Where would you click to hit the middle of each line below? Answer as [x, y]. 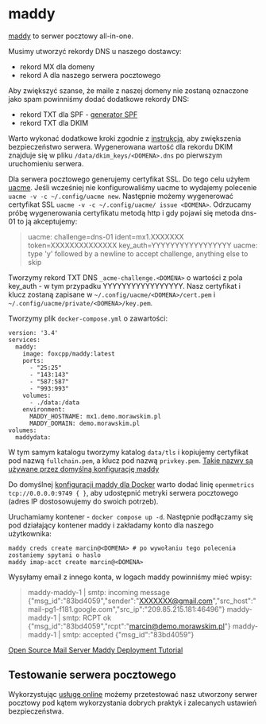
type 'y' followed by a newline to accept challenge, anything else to [138, 253]
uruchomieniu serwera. [46, 163]
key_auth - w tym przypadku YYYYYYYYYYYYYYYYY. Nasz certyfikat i [124, 286]
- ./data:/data [54, 403]
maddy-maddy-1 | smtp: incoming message [99, 592]
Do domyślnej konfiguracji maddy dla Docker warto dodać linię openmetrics [131, 484]
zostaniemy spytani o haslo [55, 555]
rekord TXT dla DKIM [54, 123]
